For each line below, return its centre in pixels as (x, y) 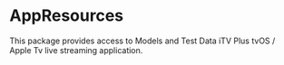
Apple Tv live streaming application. (76, 50)
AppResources (67, 16)
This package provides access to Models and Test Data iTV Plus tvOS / (142, 41)
